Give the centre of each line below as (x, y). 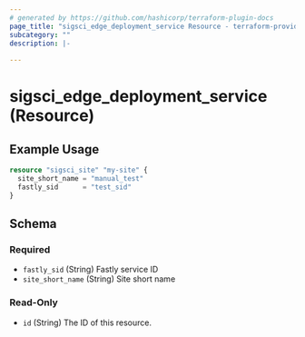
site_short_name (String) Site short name (99, 279)
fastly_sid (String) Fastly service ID (90, 270)
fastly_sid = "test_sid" (74, 187)
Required (30, 249)
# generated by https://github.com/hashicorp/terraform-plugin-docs (142, 18)
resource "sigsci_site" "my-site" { (79, 170)
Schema (33, 224)
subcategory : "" (40, 35)
